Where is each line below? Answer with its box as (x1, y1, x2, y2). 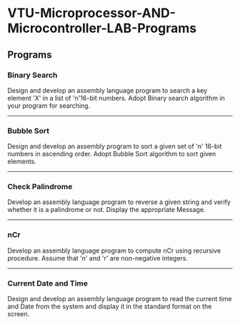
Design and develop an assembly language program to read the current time (7, 295, 232, 303)
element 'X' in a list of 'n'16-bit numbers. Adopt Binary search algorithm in (7, 93, 225, 102)
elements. (7, 157, 37, 166)
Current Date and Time (7, 278, 88, 288)
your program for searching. (7, 101, 91, 110)
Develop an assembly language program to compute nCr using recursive (7, 246, 221, 255)
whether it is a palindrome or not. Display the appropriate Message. (7, 206, 206, 214)
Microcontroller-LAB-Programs (7, 20, 197, 36)
